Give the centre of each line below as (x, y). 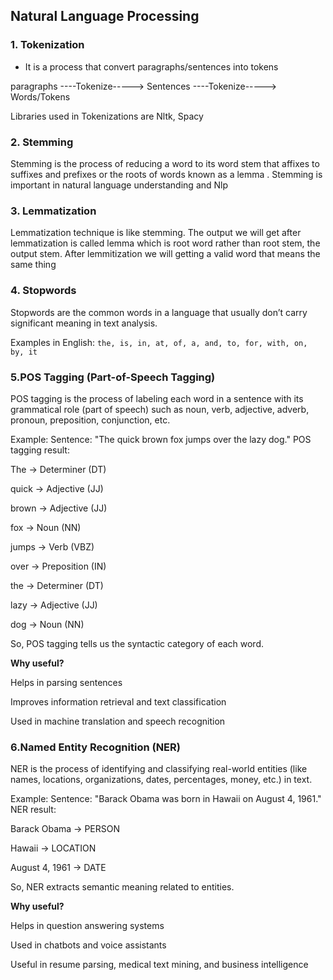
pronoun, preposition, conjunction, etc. (90, 420)
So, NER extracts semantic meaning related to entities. (122, 887)
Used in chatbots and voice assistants (88, 945)
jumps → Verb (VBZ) (52, 546)
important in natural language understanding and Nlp (119, 185)
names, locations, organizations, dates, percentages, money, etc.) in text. (161, 780)
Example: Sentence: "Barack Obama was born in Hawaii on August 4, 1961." (166, 799)
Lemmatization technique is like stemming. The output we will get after (156, 233)
